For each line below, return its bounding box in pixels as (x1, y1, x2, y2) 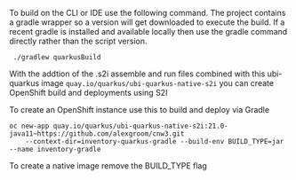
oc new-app (9, 121, 50, 130)
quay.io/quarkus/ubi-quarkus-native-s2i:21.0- (52, 121, 228, 130)
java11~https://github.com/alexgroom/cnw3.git (9, 129, 185, 138)
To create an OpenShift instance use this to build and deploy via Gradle (9, 105, 269, 114)
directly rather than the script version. (9, 35, 148, 46)
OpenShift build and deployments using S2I (9, 88, 168, 98)
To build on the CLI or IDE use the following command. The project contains (9, 8, 286, 18)
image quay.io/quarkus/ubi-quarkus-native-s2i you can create (41, 78, 274, 88)
